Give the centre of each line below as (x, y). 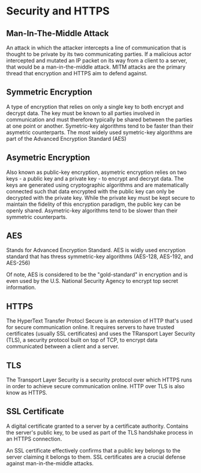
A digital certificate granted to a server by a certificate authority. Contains (97, 426)
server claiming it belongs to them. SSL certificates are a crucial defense (96, 457)
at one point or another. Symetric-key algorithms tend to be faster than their (100, 126)
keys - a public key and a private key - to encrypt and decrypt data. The (95, 178)
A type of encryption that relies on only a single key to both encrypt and (95, 107)
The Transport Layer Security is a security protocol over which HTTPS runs (99, 380)
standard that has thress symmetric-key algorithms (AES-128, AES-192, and (100, 256)
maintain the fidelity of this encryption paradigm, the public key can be (94, 204)
